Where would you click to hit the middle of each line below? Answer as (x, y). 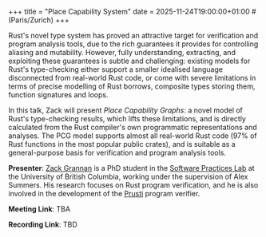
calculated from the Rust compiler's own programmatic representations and (133, 127)
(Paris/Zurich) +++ (39, 20)
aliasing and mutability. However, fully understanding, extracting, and (122, 52)
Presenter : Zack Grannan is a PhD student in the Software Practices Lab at (131, 168)
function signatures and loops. (59, 95)
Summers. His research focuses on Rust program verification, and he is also (133, 185)
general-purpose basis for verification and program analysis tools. (117, 152)
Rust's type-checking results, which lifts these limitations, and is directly (127, 118)
